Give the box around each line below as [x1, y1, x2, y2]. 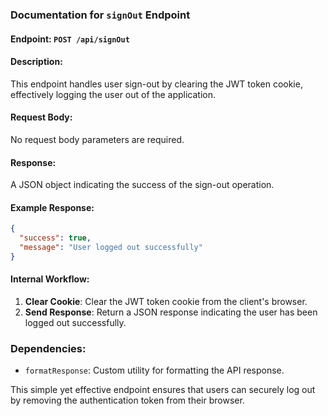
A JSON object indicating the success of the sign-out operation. [10, 179, 275, 191]
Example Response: [10, 201, 95, 213]
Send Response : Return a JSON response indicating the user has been [24, 306, 318, 318]
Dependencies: [10, 341, 87, 355]
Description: [10, 56, 63, 68]
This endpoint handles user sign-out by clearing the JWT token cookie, [10, 78, 303, 90]
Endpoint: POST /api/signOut [10, 33, 130, 45]
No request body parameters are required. [10, 133, 185, 145]
